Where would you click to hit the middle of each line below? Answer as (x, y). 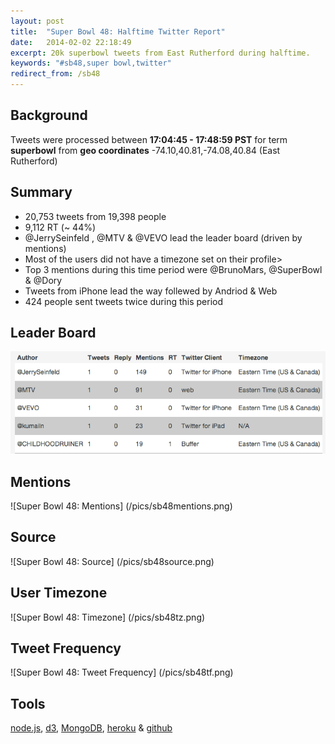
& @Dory (43, 280)
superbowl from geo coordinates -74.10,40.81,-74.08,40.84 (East (145, 150)
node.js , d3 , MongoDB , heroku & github (91, 728)
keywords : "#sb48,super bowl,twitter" (91, 63)
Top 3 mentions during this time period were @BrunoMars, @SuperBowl (173, 269)
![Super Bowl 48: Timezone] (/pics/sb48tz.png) (108, 617)
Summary (41, 192)
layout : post (37, 21)
